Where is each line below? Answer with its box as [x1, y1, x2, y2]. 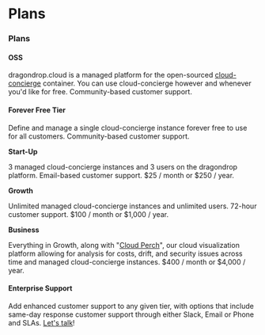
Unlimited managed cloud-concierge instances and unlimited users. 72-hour [8, 201, 257, 211]
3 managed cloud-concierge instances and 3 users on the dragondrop [8, 162, 238, 171]
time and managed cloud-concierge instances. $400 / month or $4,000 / [8, 257, 246, 266]
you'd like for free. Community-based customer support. [8, 87, 192, 97]
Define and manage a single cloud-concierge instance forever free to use [8, 123, 248, 132]
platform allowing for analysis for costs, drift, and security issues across [8, 249, 243, 258]
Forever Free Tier [8, 105, 66, 115]
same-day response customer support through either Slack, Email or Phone [8, 310, 255, 319]
